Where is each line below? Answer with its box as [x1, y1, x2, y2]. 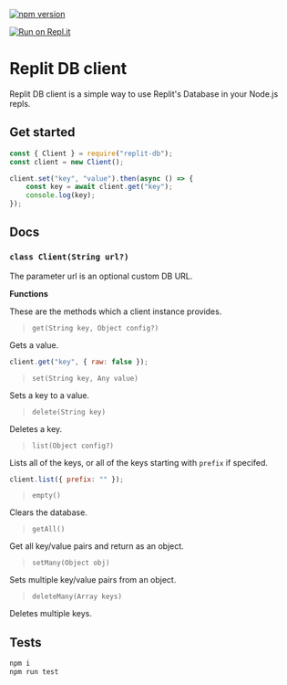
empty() [31, 491, 61, 501]
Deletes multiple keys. [9, 608, 93, 619]
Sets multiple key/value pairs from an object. [9, 574, 177, 585]
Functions [9, 288, 48, 299]
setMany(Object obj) [31, 558, 110, 568]
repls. [9, 98, 31, 109]
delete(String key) [31, 407, 107, 416]
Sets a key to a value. [9, 389, 89, 401]
